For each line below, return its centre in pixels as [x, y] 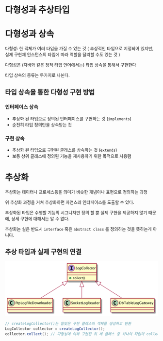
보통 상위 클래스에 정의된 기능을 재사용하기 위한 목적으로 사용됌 [72, 156]
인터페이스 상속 [22, 107]
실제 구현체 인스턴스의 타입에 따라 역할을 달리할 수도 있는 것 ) [63, 54]
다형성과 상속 [30, 34]
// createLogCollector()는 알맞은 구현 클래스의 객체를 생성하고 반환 [68, 324]
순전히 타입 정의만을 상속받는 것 [42, 125]
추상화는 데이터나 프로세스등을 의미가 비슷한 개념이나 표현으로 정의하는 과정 [76, 192]
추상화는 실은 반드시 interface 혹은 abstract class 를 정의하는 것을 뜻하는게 [78, 229]
